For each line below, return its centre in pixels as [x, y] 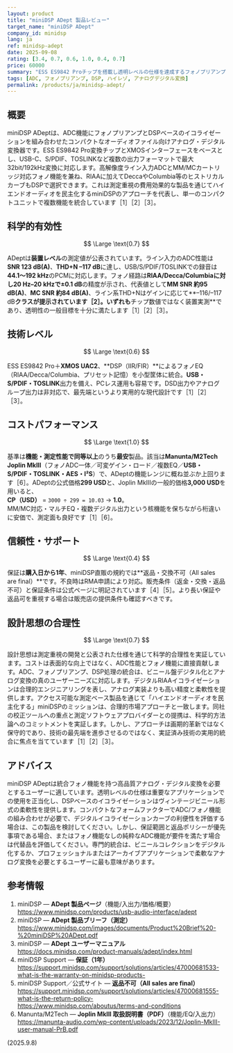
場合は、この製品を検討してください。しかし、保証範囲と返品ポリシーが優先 [116, 827]
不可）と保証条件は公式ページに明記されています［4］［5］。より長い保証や [114, 590]
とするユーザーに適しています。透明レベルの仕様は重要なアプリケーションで [116, 792]
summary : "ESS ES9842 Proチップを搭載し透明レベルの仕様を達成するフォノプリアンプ [116, 72]
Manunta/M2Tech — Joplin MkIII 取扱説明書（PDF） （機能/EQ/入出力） [118, 1014]
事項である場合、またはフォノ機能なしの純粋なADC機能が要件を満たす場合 [114, 835]
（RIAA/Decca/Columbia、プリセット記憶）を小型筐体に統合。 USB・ [106, 374]
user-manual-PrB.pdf [48, 1029]
